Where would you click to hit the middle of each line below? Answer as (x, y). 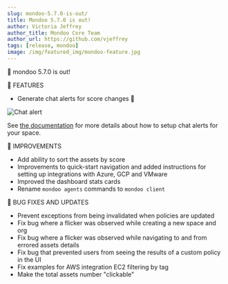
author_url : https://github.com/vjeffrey (68, 39)
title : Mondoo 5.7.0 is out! (49, 20)
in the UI (29, 259)
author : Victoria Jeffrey (44, 26)
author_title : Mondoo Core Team (54, 33)
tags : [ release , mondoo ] (43, 46)
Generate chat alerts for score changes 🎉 (76, 98)
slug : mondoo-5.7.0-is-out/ (48, 13)
